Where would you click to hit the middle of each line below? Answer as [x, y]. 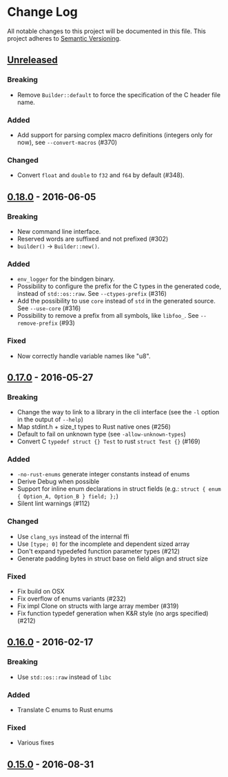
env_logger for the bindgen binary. [66, 279]
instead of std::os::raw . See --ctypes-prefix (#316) [92, 294]
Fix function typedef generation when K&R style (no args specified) [113, 614]
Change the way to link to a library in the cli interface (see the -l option [118, 412]
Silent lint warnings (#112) [53, 503]
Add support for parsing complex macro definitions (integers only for [115, 134]
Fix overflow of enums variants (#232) [71, 599]
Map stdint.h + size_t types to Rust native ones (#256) [94, 427]
